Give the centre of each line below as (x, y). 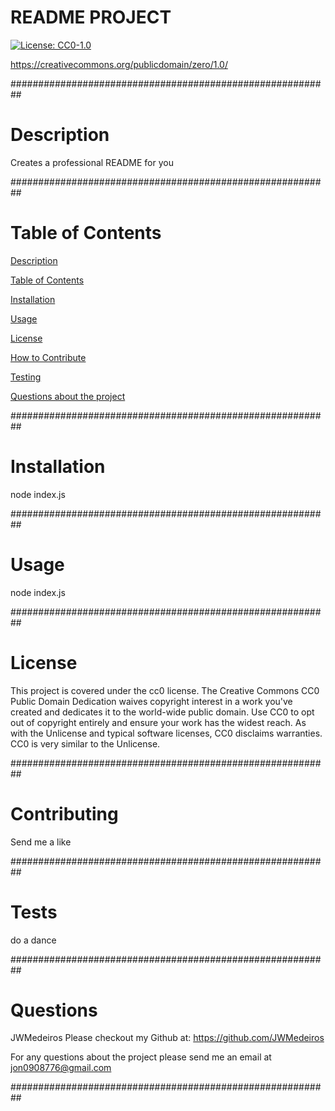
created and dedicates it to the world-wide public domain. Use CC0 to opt (162, 712)
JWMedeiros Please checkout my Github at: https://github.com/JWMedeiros (167, 1038)
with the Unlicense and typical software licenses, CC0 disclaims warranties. (166, 733)
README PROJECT (91, 17)
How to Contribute (48, 357)
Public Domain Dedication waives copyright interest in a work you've (151, 701)
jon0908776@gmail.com (61, 1068)
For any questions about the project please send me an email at (141, 1057)
